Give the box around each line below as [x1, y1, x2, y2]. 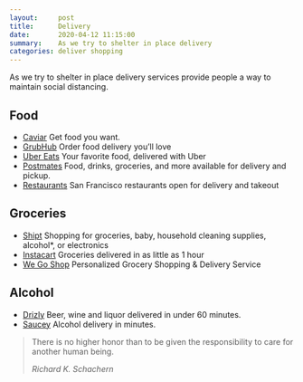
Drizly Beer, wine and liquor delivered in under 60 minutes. [22, 309, 241, 320]
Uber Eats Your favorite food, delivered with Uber [22, 150, 206, 161]
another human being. [31, 346, 115, 357]
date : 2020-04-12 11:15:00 [9, 30, 136, 39]
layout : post [9, 13, 75, 23]
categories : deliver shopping [9, 47, 124, 56]
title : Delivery [9, 22, 91, 31]
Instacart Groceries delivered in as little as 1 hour [22, 249, 205, 260]
